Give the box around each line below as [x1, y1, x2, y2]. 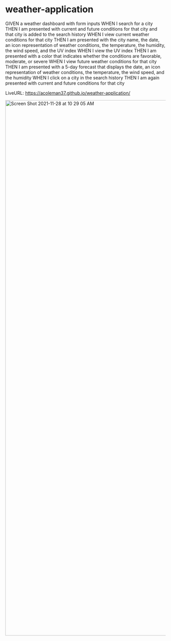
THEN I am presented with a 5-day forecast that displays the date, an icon [5, 64, 160, 70]
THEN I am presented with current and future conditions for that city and [5, 25, 158, 32]
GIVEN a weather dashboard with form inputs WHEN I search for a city [5, 20, 153, 27]
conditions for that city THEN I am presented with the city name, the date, [5, 37, 160, 43]
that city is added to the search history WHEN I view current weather [5, 31, 150, 37]
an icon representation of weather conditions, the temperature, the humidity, [5, 42, 165, 48]
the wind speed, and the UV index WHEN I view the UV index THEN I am [5, 47, 157, 54]
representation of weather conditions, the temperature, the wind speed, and [5, 69, 164, 75]
